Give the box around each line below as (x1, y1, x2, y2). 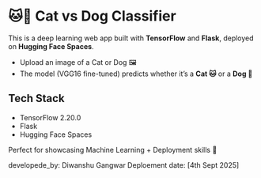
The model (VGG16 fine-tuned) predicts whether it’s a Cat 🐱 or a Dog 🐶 (19, 69, 253, 78)
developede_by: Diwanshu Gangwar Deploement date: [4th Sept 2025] (8, 160, 240, 169)
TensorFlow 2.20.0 (19, 112, 81, 122)
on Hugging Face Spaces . (8, 41, 94, 51)
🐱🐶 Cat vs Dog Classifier (8, 7, 176, 25)
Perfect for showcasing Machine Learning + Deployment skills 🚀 (8, 145, 217, 154)
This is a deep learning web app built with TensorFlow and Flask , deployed (8, 33, 255, 43)
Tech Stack (8, 92, 65, 105)
